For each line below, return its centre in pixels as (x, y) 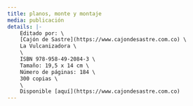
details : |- (25, 26)
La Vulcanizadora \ (48, 46)
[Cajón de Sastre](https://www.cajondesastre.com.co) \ (104, 40)
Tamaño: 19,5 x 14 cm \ (55, 66)
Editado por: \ (42, 33)
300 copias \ (39, 78)
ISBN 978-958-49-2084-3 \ (58, 59)
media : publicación (36, 20)
